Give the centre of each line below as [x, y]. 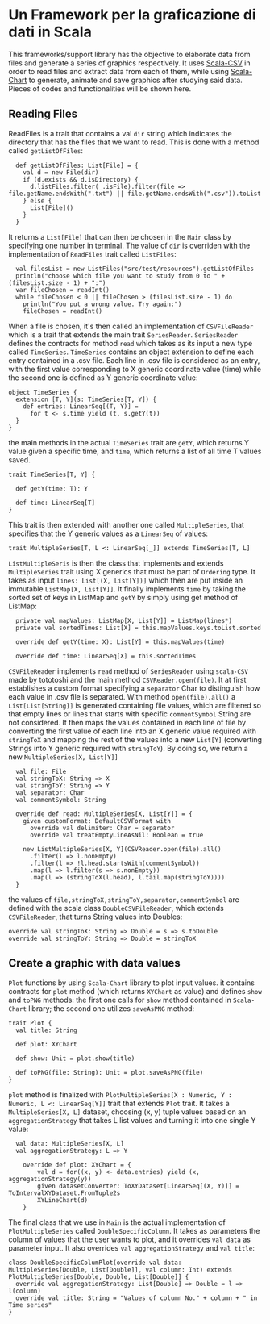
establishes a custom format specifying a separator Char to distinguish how [134, 688]
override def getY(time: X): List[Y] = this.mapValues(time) [120, 642]
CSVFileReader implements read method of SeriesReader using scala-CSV [128, 670]
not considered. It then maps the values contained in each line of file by [127, 722]
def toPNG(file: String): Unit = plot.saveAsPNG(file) [110, 1072]
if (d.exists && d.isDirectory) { [81, 179]
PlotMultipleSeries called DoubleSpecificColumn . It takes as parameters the [134, 1230]
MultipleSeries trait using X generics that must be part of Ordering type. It [132, 571]
